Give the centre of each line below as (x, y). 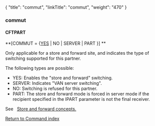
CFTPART (16, 32)
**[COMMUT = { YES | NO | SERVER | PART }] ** (56, 43)
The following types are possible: (40, 68)
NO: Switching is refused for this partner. (55, 89)
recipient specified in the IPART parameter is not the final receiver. (81, 99)
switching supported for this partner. (43, 58)
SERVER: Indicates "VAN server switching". (57, 83)
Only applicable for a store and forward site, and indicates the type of (77, 53)
